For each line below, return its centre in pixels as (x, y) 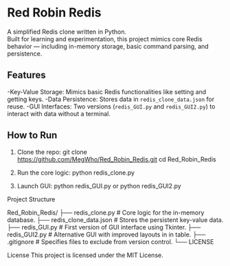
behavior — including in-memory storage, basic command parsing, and (108, 46)
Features (26, 75)
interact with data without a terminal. (59, 113)
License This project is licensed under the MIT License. (85, 255)
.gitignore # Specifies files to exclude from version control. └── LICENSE (111, 241)
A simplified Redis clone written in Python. (67, 32)
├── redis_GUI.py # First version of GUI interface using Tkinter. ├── (104, 227)
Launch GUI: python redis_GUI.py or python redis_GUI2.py (99, 186)
